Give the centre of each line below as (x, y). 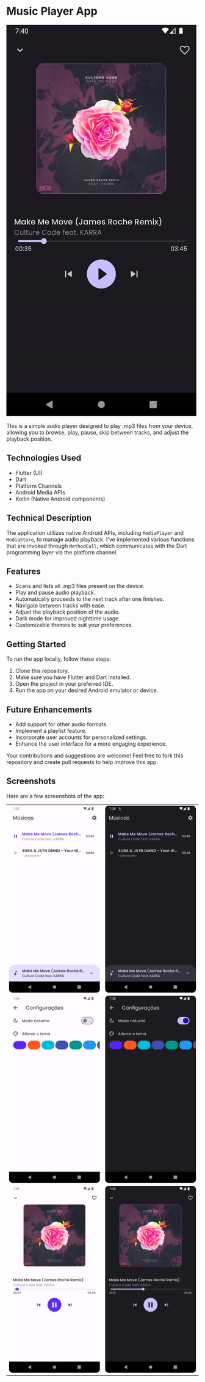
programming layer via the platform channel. (62, 552)
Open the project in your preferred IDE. (64, 684)
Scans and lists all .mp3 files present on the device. (80, 586)
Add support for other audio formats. (61, 724)
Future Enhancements (49, 709)
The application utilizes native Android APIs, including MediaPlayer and (95, 532)
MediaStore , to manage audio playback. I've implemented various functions (100, 539)
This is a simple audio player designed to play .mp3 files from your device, (100, 425)
